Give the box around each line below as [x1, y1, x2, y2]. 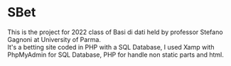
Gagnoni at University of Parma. [7, 35, 102, 43]
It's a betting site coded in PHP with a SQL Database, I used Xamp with [7, 43, 215, 51]
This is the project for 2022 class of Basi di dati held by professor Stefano [7, 28, 223, 36]
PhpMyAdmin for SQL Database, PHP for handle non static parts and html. [7, 50, 224, 59]
